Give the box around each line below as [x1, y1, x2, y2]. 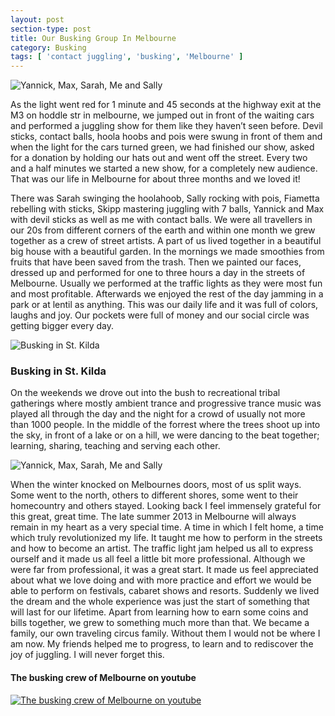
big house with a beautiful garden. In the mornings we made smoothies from [10, 246, 325, 258]
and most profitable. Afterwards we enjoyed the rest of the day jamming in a [10, 288, 324, 300]
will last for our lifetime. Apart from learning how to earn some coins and [10, 606, 309, 618]
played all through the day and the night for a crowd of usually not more [10, 408, 306, 420]
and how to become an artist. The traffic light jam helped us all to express [10, 542, 314, 555]
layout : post [10, 14, 65, 25]
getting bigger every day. [10, 320, 115, 332]
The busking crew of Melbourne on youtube [10, 672, 197, 684]
